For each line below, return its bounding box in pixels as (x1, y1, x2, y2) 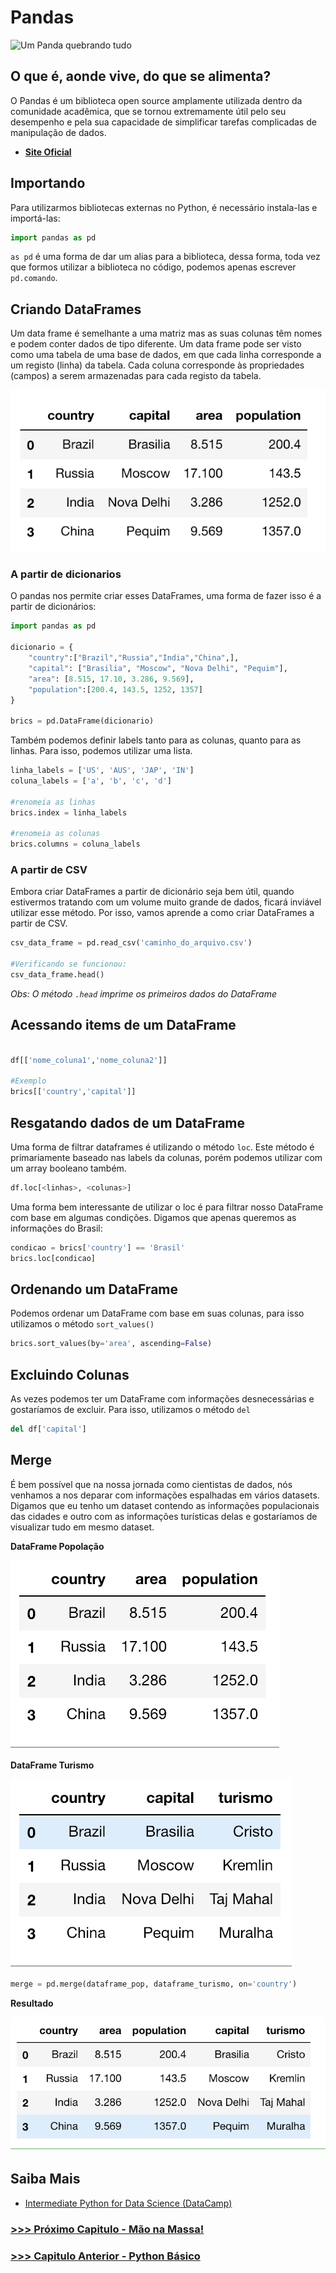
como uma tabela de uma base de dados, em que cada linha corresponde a (10, 349, 322, 361)
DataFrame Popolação (10, 1540, 105, 1552)
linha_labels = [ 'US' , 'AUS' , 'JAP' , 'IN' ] (10, 766, 195, 776)
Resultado (10, 1997, 54, 2009)
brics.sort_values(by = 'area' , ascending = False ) (10, 1339, 213, 1349)
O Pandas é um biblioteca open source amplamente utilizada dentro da (10, 94, 303, 106)
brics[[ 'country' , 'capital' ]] (10, 1087, 137, 1097)
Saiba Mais (10, 2171, 81, 2188)
